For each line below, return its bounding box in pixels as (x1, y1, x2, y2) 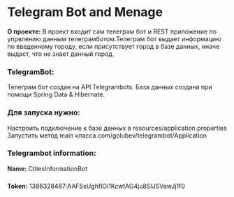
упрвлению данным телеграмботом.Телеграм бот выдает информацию (7, 34, 221, 43)
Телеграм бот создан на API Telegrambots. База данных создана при (7, 83, 213, 92)
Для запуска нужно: (7, 108, 80, 117)
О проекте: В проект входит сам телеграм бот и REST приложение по (7, 27, 217, 36)
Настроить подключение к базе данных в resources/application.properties (7, 124, 227, 132)
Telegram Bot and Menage (7, 4, 163, 20)
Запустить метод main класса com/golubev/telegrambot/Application (7, 131, 207, 140)
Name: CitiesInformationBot (7, 164, 88, 173)
